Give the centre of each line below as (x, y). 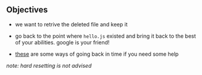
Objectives (27, 10)
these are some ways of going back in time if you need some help (97, 54)
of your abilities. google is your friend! (62, 42)
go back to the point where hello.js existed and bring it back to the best (105, 36)
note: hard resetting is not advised (49, 65)
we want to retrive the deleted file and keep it (71, 24)
